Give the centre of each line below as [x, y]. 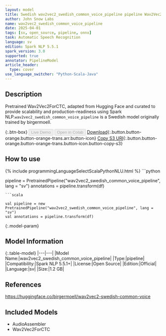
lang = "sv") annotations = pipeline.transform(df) [55, 186]
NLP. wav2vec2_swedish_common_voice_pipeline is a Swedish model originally [82, 116]
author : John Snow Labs [30, 19]
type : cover [22, 70]
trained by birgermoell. [28, 122]
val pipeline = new [25, 204]
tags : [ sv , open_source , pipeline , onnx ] [48, 33]
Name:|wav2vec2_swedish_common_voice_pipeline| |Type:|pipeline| [75, 259]
